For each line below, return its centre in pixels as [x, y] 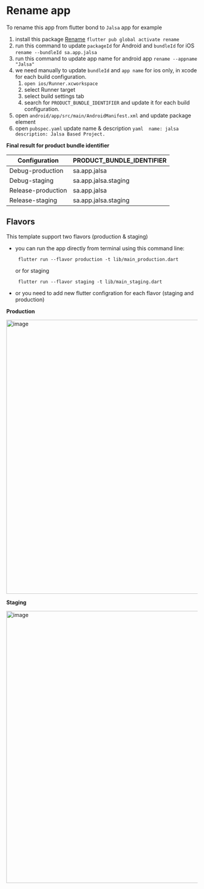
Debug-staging [32, 180]
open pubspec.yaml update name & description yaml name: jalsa [97, 128]
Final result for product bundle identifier [58, 145]
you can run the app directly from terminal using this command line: [100, 248]
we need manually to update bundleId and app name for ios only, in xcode [106, 70]
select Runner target [50, 89]
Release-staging [33, 200]
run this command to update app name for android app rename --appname [106, 58]
